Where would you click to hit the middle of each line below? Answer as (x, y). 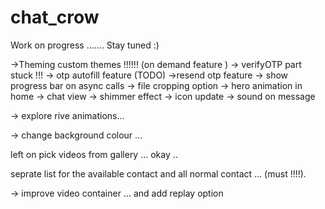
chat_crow (55, 17)
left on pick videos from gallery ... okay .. (94, 154)
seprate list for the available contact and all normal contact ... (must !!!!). (158, 173)
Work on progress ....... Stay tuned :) (85, 45)
